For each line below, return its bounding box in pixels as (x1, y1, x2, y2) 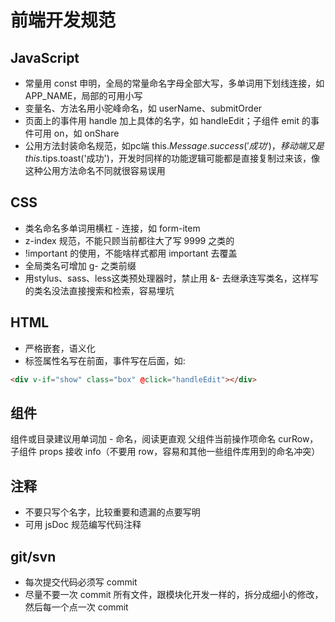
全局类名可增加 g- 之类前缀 (24, 259, 137, 271)
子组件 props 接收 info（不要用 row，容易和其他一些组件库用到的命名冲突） (10, 446, 321, 458)
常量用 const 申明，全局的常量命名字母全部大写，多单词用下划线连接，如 (24, 77, 325, 89)
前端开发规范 (10, 9, 117, 32)
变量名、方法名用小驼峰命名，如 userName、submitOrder (24, 102, 263, 114)
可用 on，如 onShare (33, 127, 120, 139)
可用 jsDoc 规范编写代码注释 (24, 519, 142, 531)
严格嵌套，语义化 (24, 342, 96, 354)
